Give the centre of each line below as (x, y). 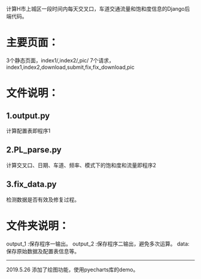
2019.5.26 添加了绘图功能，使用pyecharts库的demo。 (72, 269)
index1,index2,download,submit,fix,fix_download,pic (70, 67)
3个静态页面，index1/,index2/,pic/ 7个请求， (60, 60)
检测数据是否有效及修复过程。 (43, 199)
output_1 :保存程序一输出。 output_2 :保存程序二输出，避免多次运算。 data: (98, 244)
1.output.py (28, 116)
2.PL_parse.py (34, 150)
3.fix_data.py (31, 184)
